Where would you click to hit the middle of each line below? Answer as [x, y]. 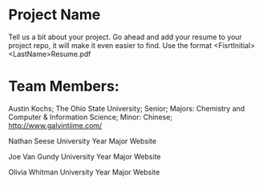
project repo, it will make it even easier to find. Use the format [110, 45]
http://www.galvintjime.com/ [55, 125]
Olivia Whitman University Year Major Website [84, 172]
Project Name [55, 15]
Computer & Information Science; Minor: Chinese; [91, 117]
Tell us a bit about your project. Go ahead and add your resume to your [125, 37]
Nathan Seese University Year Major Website [83, 141]
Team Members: [64, 86]
